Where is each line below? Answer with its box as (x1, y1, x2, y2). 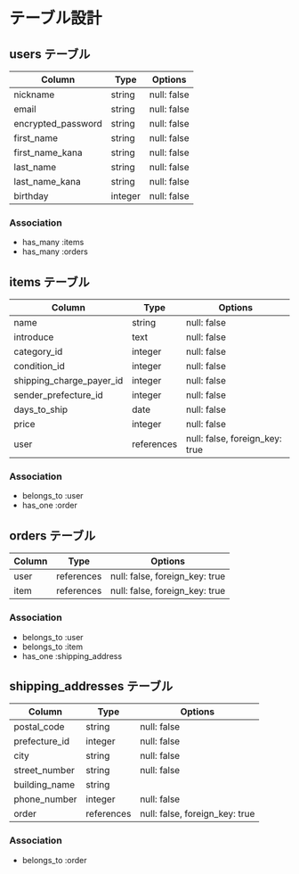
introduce (13, 331, 54, 343)
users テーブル (9, 46, 91, 62)
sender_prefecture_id (13, 389, 104, 401)
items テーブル (9, 274, 91, 290)
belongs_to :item (21, 641, 84, 652)
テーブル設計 (9, 8, 102, 29)
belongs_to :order (21, 854, 87, 865)
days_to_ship (13, 403, 69, 416)
